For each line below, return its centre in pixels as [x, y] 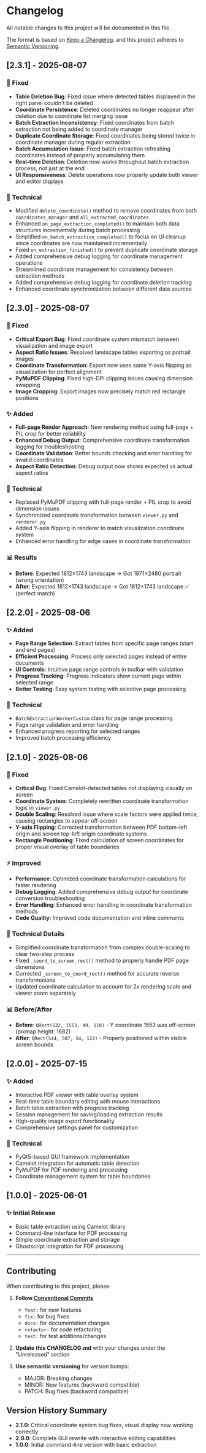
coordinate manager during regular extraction [73, 142]
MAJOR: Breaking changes [59, 1378]
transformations [35, 980]
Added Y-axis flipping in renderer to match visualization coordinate [100, 528]
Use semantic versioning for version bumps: [72, 1366]
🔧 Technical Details [36, 934]
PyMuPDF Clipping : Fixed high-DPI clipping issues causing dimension [104, 378]
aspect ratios [32, 472]
